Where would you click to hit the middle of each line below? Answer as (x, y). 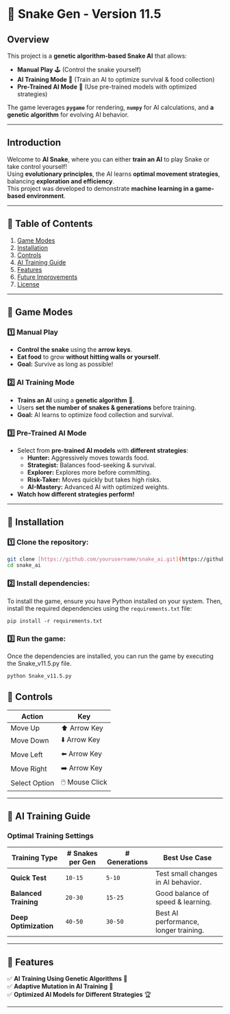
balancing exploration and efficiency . (61, 181)
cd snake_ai (24, 565)
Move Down (30, 741)
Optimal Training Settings (50, 836)
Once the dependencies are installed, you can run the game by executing (111, 656)
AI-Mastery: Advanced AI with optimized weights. (98, 486)
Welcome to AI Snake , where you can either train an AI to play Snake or (108, 159)
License (28, 284)
